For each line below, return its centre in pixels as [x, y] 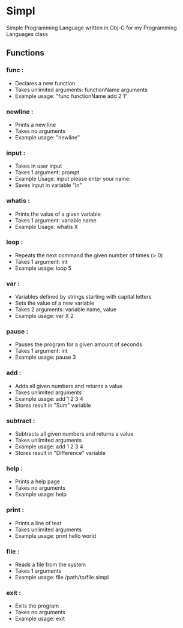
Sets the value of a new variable [55, 303]
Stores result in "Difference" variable [60, 453]
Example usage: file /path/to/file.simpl [62, 577]
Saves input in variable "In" [48, 185]
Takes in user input [38, 166]
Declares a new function [45, 83]
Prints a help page [37, 481]
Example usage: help [41, 495]
